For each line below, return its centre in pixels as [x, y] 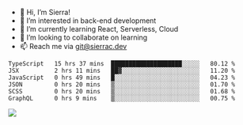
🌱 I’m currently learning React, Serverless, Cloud [99, 29]
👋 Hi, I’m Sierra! [45, 12]
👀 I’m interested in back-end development [88, 21]
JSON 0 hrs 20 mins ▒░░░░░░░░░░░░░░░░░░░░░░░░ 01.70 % [122, 85]
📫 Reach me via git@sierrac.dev [73, 46]
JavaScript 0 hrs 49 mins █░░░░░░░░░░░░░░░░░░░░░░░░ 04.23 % [122, 78]
